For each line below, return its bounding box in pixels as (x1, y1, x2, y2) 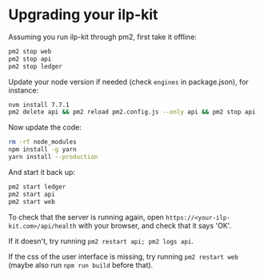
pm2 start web (8, 197, 56, 205)
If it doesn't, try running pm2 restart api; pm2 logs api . (8, 236, 194, 245)
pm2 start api (8, 190, 56, 198)
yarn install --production (8, 153, 98, 161)
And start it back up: (8, 167, 76, 177)
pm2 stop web (8, 47, 52, 55)
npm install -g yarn (8, 145, 78, 153)
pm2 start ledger (8, 182, 66, 191)
